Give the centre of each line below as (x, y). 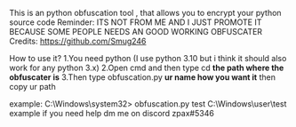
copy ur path (32, 87)
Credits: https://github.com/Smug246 (78, 41)
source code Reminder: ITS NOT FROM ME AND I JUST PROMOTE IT (136, 22)
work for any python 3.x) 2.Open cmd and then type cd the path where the (147, 67)
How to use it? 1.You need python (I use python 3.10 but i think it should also (148, 58)
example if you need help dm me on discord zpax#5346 (112, 113)
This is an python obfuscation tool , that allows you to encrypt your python (145, 13)
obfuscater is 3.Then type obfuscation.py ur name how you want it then (142, 77)
